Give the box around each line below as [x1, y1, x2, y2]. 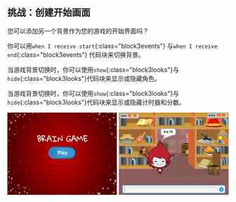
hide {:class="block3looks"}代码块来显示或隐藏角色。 [7, 74, 161, 82]
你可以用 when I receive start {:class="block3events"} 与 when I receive [7, 42, 218, 50]
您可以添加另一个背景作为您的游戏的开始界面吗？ [7, 27, 149, 35]
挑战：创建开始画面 [7, 6, 91, 19]
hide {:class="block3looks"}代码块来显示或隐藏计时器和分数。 [7, 98, 185, 106]
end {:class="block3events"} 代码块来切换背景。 [7, 50, 145, 58]
